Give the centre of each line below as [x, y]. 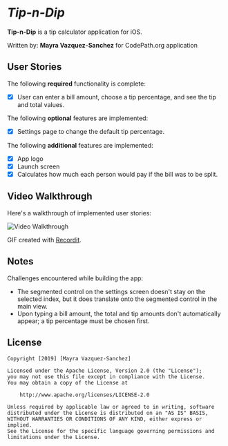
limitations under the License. [54, 437]
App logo [30, 158]
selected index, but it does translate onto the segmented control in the [117, 299]
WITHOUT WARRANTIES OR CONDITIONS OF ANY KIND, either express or [105, 419]
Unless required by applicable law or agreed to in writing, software [111, 407]
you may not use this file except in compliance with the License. [106, 377]
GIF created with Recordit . [44, 240]
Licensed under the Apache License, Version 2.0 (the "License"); [105, 371]
